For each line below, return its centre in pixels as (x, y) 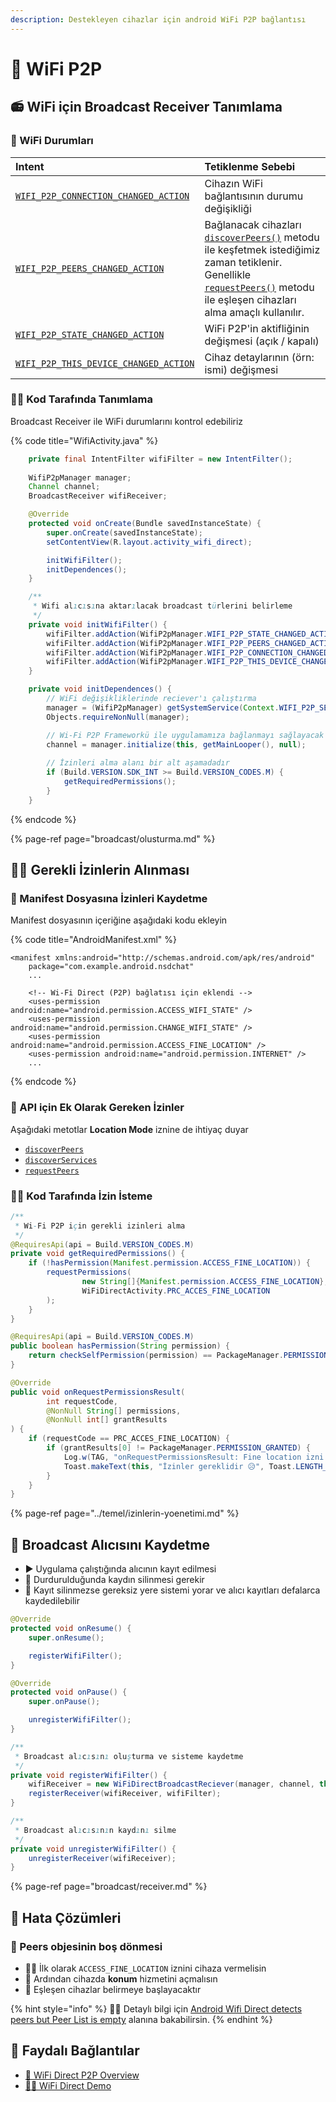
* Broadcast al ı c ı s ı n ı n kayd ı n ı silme (95, 1830)
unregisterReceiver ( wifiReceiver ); (102, 1858)
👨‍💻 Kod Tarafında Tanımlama (81, 399)
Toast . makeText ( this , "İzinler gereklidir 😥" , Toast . (180, 1466)
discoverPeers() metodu (262, 237)
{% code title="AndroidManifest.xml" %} (93, 940)
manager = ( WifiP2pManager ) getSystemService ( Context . (163, 707)
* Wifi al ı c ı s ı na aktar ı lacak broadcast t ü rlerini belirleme (162, 606)
